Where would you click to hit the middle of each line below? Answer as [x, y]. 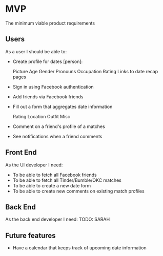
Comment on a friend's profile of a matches [59, 126]
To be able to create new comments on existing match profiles [78, 191]
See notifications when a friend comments [57, 136]
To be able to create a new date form [52, 185]
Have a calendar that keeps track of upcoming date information [80, 248]
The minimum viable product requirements [50, 23]
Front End [21, 152]
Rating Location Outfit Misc [41, 116]
